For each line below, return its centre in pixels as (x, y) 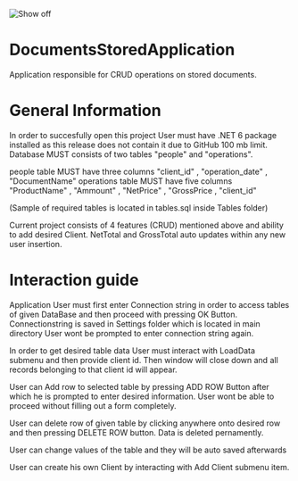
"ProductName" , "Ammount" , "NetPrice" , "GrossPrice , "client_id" (133, 190)
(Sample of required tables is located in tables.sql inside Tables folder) (139, 207)
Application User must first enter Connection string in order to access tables (149, 304)
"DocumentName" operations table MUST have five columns (121, 181)
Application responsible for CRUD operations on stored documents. (133, 74)
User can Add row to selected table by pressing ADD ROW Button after (139, 386)
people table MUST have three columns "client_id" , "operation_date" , (138, 171)
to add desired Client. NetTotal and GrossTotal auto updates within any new (148, 234)
